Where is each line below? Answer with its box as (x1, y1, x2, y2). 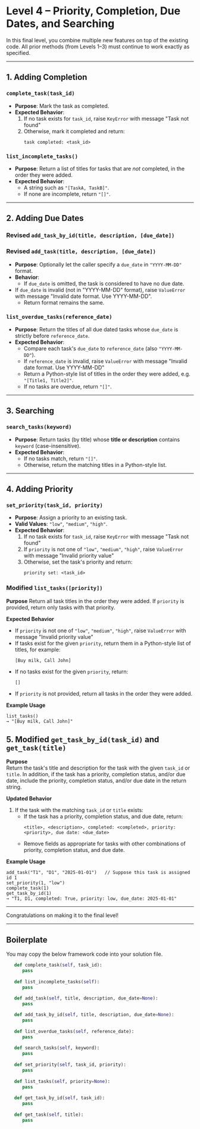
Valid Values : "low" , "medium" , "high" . (14, 521, 108, 528)
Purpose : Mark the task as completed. (14, 102, 110, 109)
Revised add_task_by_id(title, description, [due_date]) (6, 231, 175, 239)
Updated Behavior (6, 795, 52, 802)
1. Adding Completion (6, 72, 87, 82)
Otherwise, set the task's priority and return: (23, 558, 133, 565)
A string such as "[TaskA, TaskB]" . (23, 184, 110, 191)
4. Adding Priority (6, 484, 73, 494)
